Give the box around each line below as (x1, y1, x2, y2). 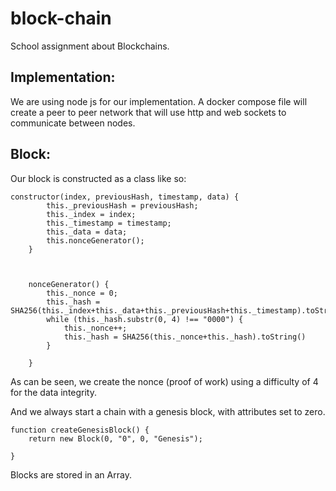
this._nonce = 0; (46, 288, 118, 298)
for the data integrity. (10, 386, 98, 398)
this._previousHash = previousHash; (46, 200, 199, 211)
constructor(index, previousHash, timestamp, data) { (10, 192, 240, 202)
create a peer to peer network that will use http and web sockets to (10, 106, 287, 118)
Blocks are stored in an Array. (10, 468, 132, 481)
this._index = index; (46, 209, 137, 219)
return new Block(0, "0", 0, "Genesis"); (28, 433, 203, 444)
